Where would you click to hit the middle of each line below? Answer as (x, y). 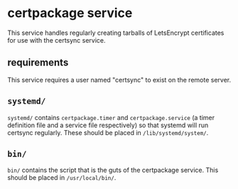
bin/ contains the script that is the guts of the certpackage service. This (113, 170)
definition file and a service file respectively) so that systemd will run (108, 125)
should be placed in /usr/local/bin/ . (62, 178)
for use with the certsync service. (56, 40)
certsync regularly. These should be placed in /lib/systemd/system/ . (108, 132)
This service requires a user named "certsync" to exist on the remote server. (119, 80)
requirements (38, 63)
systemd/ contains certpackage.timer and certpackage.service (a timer (111, 117)
